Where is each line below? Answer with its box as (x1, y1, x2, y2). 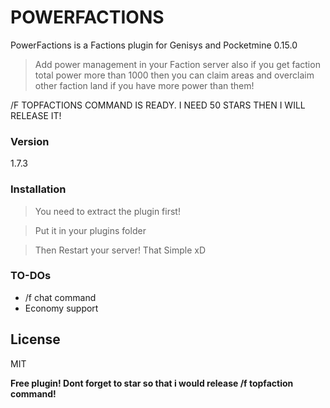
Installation (10, 182, 67, 196)
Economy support (24, 302, 99, 314)
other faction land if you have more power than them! (34, 79, 255, 91)
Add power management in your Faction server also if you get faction (34, 58, 321, 70)
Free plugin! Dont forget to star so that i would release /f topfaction (10, 377, 294, 389)
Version (10, 134, 50, 148)
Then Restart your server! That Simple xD (34, 244, 207, 256)
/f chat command (24, 291, 97, 303)
